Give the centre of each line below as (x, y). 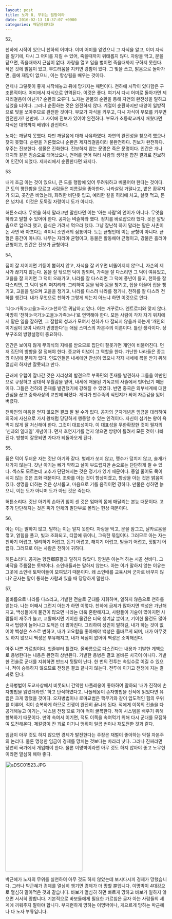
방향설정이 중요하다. (43, 334)
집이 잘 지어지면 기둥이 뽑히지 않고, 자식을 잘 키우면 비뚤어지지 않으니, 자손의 (82, 266)
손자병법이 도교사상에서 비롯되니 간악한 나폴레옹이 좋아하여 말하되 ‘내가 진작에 (83, 685)
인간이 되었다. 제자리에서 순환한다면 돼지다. (54, 161)
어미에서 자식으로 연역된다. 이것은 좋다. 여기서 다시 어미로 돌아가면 (95, 93)
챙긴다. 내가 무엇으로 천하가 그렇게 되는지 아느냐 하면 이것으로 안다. (82, 298)
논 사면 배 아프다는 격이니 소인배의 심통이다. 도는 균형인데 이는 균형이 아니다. (82, 232)
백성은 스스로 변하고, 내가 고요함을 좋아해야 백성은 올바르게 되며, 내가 (84, 631)
